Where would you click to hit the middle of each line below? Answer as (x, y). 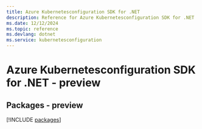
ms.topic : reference (33, 29)
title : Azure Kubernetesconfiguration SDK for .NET (73, 12)
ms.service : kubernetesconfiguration (54, 40)
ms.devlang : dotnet (31, 35)
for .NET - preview (54, 83)
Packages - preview (45, 105)
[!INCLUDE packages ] (34, 120)
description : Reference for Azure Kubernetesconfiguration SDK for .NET (100, 18)
